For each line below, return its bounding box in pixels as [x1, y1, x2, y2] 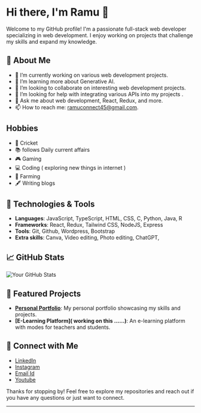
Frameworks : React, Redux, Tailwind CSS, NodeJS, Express [14, 222, 163, 229]
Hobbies [6, 123, 39, 134]
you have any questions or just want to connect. [6, 394, 124, 401]
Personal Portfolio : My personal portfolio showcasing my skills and [14, 304, 181, 312]
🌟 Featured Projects [6, 288, 81, 299]
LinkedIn [14, 357, 36, 364]
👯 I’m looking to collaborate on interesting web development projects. [14, 84, 187, 91]
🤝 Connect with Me [6, 341, 79, 351]
